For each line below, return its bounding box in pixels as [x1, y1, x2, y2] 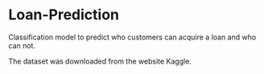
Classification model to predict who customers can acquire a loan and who [8, 32, 257, 42]
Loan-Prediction [8, 6, 119, 24]
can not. [8, 40, 36, 50]
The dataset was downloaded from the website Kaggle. [8, 56, 192, 66]
